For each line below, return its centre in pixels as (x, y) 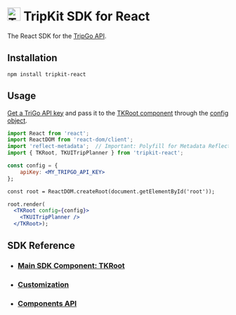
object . (18, 121)
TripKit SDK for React (87, 17)
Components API (47, 304)
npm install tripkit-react (47, 74)
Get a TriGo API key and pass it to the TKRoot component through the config (118, 113)
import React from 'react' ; (48, 133)
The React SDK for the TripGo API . (57, 36)
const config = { (33, 166)
